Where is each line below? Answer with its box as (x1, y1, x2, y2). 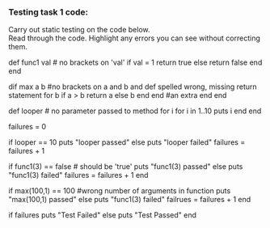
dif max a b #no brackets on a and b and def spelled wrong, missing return (8, 82, 257, 91)
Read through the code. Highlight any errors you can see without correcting (8, 33, 261, 43)
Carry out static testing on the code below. (8, 25, 150, 35)
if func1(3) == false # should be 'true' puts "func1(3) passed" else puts (8, 162, 243, 171)
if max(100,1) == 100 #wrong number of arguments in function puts (8, 186, 231, 196)
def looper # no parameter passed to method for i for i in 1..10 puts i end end (8, 106, 262, 116)
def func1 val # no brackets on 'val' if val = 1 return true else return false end (8, 57, 263, 67)
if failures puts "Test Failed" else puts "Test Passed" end (8, 210, 196, 220)
